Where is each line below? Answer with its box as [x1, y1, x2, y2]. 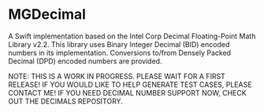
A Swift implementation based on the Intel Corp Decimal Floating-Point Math [8, 31, 256, 41]
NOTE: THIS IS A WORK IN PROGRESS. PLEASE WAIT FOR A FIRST [8, 71, 226, 81]
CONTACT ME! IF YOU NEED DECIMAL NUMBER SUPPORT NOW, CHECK [8, 88, 247, 97]
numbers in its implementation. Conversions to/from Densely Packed [8, 48, 231, 57]
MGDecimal [8, 5, 87, 23]
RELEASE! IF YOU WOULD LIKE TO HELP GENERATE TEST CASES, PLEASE [8, 80, 252, 89]
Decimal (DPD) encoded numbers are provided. [8, 56, 162, 66]
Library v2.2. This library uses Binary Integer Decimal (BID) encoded [8, 39, 230, 49]
